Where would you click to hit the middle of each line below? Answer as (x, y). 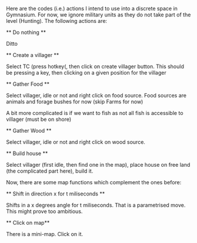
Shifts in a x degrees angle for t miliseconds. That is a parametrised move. (96, 205)
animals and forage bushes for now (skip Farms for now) (75, 102)
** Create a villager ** (33, 55)
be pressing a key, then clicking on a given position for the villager (86, 72)
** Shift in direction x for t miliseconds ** (56, 194)
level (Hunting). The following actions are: (57, 21)
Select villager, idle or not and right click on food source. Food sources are (96, 95)
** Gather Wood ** (29, 131)
